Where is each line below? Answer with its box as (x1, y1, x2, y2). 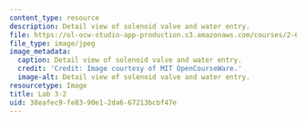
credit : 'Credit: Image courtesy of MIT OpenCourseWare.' (17, 65, 243, 74)
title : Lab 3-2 (9, 89, 67, 98)
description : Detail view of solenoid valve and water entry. (9, 22, 250, 31)
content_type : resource (9, 13, 100, 23)
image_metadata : (9, 47, 71, 56)
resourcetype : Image (9, 81, 88, 90)
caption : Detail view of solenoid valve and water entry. (17, 55, 243, 65)
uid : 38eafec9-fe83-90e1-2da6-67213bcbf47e (9, 97, 178, 107)
